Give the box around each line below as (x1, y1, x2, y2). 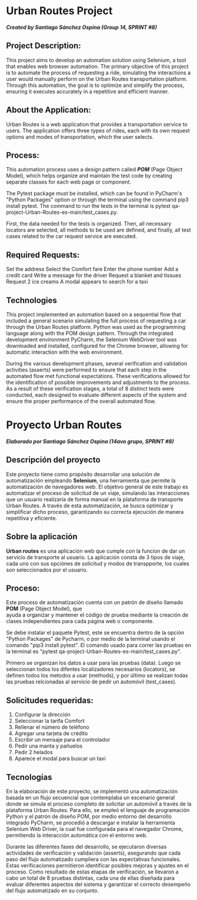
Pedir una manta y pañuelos (14, 742, 83, 749)
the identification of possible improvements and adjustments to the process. (6, 379, 191, 386)
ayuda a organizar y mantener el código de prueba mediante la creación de (6, 611, 189, 618)
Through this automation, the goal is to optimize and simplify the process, (6, 81, 185, 89)
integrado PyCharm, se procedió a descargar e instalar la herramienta (6, 819, 175, 826)
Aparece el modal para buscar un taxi (14, 755, 106, 762)
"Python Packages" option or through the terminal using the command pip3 (6, 196, 189, 203)
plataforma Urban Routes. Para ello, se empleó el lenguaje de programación (6, 807, 190, 813)
